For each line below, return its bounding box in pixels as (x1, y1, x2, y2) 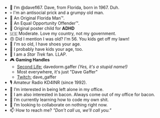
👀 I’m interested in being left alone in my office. (9, 87, 104, 92)
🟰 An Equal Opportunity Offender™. (9, 20, 80, 26)
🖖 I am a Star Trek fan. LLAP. (9, 51, 67, 57)
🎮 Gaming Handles (9, 57, 50, 62)
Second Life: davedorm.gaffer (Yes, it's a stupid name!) (16, 64, 128, 70)
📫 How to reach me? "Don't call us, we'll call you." (9, 107, 112, 113)
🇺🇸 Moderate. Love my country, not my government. (9, 30, 116, 36)
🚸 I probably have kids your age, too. (9, 46, 83, 52)
